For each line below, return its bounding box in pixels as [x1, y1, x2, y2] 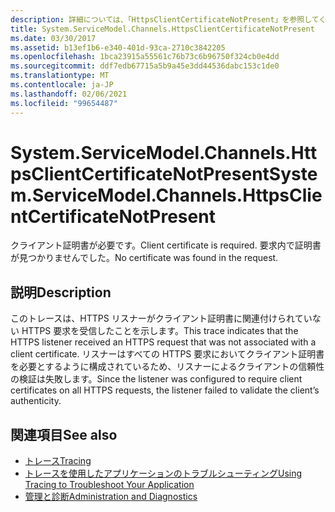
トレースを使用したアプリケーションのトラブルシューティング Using [24, 467, 303, 480]
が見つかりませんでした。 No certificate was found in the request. [10, 252, 279, 264]
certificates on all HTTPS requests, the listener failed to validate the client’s [10, 384, 320, 396]
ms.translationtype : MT [10, 71, 110, 81]
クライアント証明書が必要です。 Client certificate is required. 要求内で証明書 [10, 239, 322, 251]
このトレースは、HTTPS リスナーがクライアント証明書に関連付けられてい [10, 312, 313, 325]
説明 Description [10, 284, 112, 301]
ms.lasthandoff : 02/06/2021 [10, 89, 128, 99]
